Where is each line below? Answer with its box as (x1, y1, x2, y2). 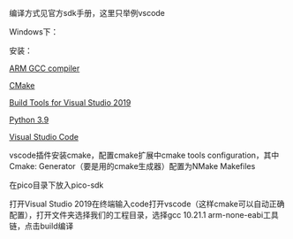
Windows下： (9, 27, 59, 37)
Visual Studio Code (9, 132, 79, 142)
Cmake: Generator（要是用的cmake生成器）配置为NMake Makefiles (9, 161, 256, 171)
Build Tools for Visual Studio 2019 (9, 97, 131, 108)
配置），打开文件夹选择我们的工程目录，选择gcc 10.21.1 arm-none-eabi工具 (9, 210, 280, 220)
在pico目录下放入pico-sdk (9, 180, 104, 190)
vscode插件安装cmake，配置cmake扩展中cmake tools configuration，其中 (9, 150, 280, 160)
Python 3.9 (9, 114, 49, 125)
